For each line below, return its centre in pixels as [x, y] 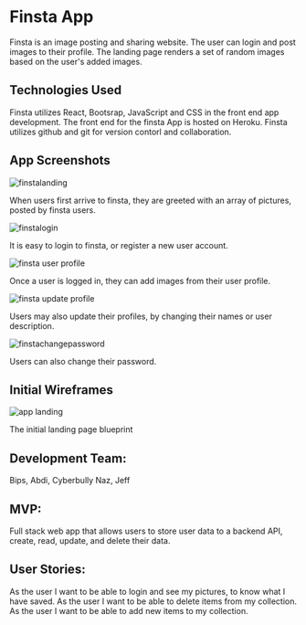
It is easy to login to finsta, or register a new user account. [119, 245]
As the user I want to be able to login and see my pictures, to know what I [148, 591]
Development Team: [68, 458]
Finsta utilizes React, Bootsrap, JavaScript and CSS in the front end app [144, 112]
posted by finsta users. [53, 210]
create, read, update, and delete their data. [90, 540]
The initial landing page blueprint [71, 429]
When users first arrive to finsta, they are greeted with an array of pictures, [151, 200]
